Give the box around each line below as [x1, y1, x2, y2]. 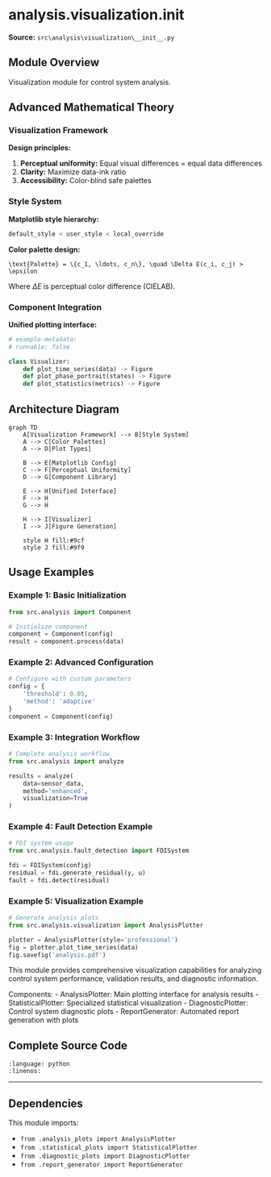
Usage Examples [8, 566, 94, 579]
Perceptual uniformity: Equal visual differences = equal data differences [19, 159, 262, 169]
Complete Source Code [8, 1038, 127, 1052]
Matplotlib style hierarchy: [8, 214, 99, 223]
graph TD [8, 424, 38, 432]
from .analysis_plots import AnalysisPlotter [19, 1135, 176, 1143]
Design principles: [8, 143, 71, 152]
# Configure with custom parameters [8, 675, 131, 683]
